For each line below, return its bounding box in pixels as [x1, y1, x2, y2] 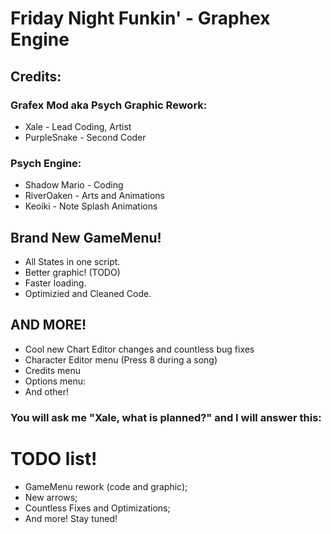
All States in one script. [24, 255, 121, 267]
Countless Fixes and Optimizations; [24, 502, 171, 514]
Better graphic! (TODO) [24, 266, 121, 278]
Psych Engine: [10, 156, 82, 170]
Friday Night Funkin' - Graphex [10, 7, 271, 30]
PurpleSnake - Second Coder [24, 131, 147, 143]
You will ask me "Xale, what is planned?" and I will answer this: [10, 410, 322, 424]
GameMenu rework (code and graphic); [24, 480, 188, 492]
